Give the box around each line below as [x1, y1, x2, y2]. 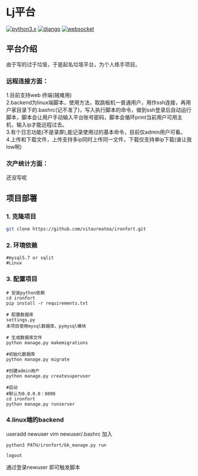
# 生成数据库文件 [6, 335, 42, 341]
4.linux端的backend [6, 416, 64, 424]
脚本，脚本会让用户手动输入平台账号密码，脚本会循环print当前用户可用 [6, 114, 178, 121]
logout [6, 452, 22, 458]
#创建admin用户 [6, 368, 40, 374]
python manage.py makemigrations [6, 339, 88, 346]
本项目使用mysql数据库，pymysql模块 [6, 323, 87, 329]
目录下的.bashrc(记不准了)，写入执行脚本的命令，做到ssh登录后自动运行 [16, 106, 192, 114]
